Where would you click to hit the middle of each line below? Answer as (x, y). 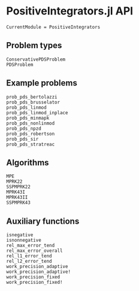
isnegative (20, 235)
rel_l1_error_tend (29, 256)
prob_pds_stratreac (31, 144)
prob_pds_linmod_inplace (37, 112)
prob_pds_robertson (31, 133)
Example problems (42, 83)
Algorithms (28, 163)
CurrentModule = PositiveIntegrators (53, 27)
